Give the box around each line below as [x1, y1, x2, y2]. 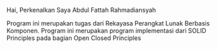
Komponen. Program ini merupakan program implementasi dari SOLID [6, 27, 207, 35]
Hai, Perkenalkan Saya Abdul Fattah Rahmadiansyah [6, 6, 156, 14]
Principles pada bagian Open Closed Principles [6, 34, 142, 42]
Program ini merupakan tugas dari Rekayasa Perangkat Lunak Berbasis [6, 19, 210, 27]
